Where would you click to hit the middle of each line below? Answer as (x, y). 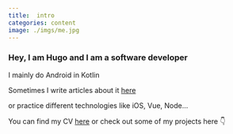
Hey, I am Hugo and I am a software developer (98, 58)
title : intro (32, 15)
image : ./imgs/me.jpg (44, 30)
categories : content (42, 23)
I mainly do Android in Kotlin (54, 75)
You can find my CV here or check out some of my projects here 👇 (117, 121)
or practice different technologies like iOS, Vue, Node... (98, 105)
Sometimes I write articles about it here (72, 90)
